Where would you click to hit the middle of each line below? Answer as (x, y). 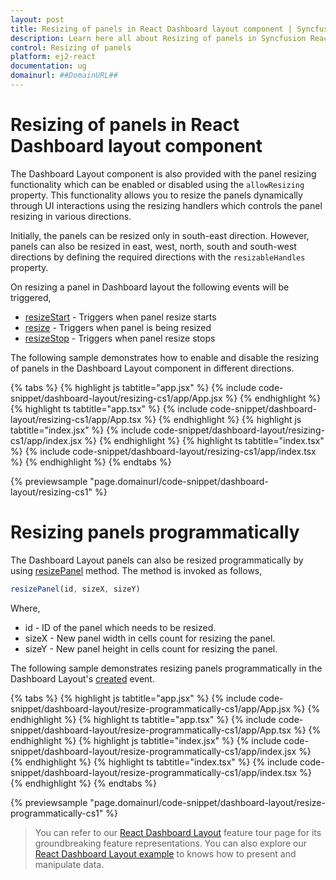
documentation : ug (48, 66)
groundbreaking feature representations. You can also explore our (170, 843)
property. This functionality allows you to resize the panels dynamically (156, 195)
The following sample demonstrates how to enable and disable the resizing (165, 357)
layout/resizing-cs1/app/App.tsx (76, 419)
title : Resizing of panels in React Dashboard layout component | (151, 29)
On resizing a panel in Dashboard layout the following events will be (150, 287)
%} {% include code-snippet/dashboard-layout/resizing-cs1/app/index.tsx (163, 451)
